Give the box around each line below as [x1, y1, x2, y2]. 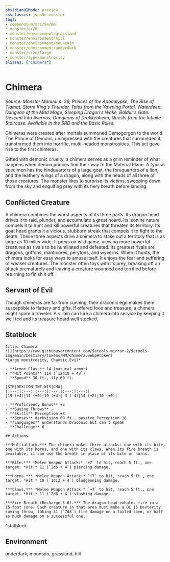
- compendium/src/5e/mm [5, 21, 56, 27]
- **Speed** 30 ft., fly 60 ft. [5, 375, 74, 380]
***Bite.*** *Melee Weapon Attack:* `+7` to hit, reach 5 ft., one [5, 460, 152, 465]
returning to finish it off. [5, 271, 55, 277]
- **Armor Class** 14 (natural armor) [5, 366, 88, 371]
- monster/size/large [5, 50, 52, 55]
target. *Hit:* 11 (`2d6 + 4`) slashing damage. [5, 491, 111, 496]
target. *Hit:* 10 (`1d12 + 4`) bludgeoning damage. [5, 478, 120, 483]
